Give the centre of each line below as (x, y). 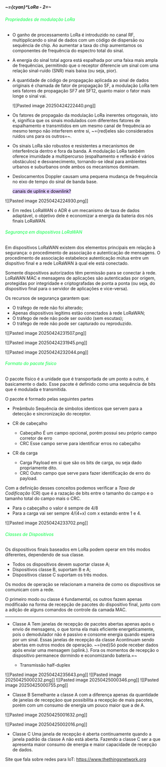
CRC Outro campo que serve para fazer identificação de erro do (85, 473)
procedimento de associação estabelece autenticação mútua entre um (77, 258)
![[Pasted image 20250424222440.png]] (54, 105)
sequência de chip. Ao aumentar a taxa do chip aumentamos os (77, 45)
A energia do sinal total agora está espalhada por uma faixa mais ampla (85, 60)
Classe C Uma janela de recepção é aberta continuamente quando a (82, 734)
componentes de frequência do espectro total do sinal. (68, 50)
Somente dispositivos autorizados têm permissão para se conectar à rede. (81, 272)
